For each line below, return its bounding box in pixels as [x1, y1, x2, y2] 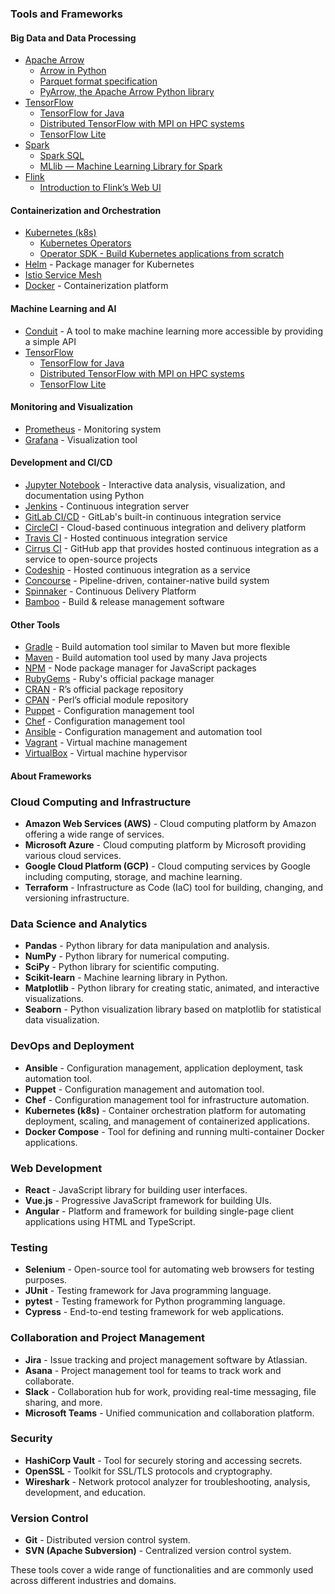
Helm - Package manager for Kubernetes [24, 258, 195, 271]
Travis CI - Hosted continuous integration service [24, 532, 228, 544]
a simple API [24, 335, 77, 347]
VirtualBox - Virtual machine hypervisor [24, 747, 188, 759]
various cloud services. [24, 850, 122, 862]
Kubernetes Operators [39, 237, 132, 249]
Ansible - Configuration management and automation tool [24, 726, 263, 738]
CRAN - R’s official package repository [24, 683, 184, 696]
